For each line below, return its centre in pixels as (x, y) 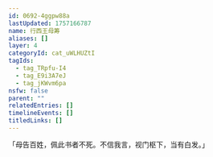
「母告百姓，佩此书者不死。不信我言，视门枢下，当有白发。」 (109, 144)
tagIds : (21, 61)
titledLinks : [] (35, 121)
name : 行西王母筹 (34, 31)
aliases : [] (28, 38)
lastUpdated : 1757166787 (50, 23)
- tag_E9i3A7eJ (41, 76)
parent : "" (27, 98)
